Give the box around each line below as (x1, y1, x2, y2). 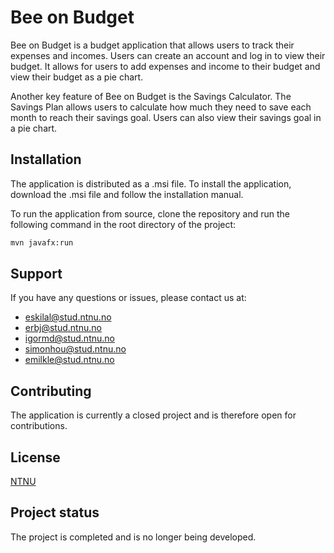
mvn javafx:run (10, 237, 74, 248)
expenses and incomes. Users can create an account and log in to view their (10, 49, 326, 61)
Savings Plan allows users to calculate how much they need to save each (10, 101, 312, 113)
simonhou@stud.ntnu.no (24, 343, 127, 355)
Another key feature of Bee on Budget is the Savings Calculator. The (10, 90, 292, 102)
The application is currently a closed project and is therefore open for (10, 409, 297, 421)
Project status (10, 504, 100, 521)
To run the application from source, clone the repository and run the (10, 207, 291, 220)
